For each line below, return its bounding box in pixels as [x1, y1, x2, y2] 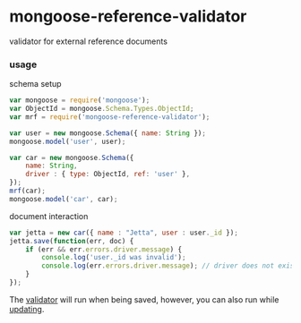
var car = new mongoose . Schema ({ [9, 153, 134, 162]
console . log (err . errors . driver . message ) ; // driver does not [41, 261, 275, 270]
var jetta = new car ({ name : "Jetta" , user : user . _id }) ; [9, 228, 239, 237]
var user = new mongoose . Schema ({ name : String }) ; [9, 128, 206, 138]
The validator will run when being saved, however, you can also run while [9, 293, 279, 305]
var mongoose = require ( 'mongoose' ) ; [9, 96, 150, 105]
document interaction [9, 210, 89, 221]
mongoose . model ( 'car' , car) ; [9, 194, 118, 203]
